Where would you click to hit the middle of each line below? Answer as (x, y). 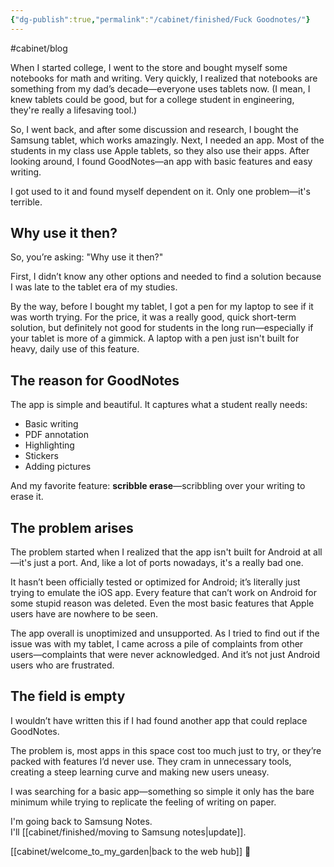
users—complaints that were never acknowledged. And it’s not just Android (165, 655)
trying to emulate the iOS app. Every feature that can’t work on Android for (163, 593)
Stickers (41, 456)
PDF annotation (56, 435)
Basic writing (51, 424)
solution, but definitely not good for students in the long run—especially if (162, 328)
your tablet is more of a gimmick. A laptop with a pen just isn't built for (155, 338)
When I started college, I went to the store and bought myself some (149, 67)
